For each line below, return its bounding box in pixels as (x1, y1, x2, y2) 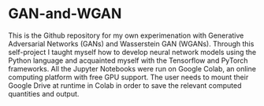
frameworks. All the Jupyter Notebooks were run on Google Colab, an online (8, 64, 256, 73)
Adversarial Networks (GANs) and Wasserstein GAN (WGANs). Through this (8, 38, 255, 48)
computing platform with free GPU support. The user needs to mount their (8, 72, 249, 82)
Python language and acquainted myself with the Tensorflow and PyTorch (8, 56, 248, 65)
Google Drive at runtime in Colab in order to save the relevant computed (8, 80, 242, 90)
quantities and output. (8, 89, 80, 98)
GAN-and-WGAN (8, 5, 122, 23)
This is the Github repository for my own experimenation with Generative (8, 31, 244, 40)
